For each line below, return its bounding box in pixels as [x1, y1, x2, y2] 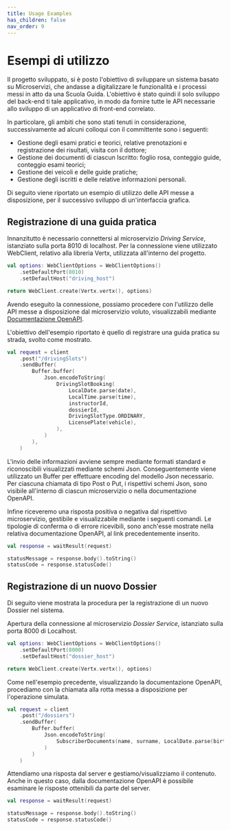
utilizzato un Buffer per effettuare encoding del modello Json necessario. [7, 472, 214, 480]
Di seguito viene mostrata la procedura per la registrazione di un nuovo [7, 599, 208, 607]
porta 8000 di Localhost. [7, 627, 78, 635]
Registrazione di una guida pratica [7, 216, 157, 227]
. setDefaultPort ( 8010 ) [19, 269, 85, 276]
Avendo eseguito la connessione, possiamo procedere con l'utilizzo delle [7, 300, 214, 308]
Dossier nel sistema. [7, 606, 65, 614]
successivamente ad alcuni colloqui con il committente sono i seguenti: [7, 125, 209, 134]
